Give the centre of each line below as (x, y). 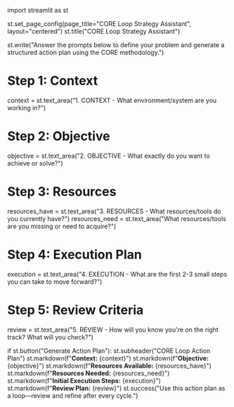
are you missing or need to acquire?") (62, 226)
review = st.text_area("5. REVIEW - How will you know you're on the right (113, 330)
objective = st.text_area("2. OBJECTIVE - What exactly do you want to (109, 156)
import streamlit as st (38, 10)
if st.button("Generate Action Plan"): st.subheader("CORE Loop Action (109, 351)
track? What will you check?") (50, 337)
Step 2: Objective (59, 136)
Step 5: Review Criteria (76, 310)
